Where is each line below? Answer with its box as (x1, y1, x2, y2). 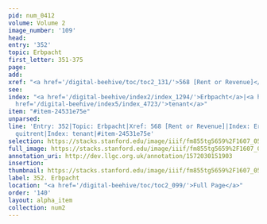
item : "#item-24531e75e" (8, 108, 91, 116)
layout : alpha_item (8, 196, 73, 204)
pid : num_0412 (8, 11, 56, 20)
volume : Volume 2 (8, 19, 66, 27)
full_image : (8, 145, 48, 153)
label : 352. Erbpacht (8, 174, 80, 183)
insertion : (8, 160, 44, 168)
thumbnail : (8, 167, 44, 175)
